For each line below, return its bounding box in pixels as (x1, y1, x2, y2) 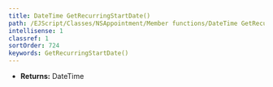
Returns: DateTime (19, 72, 84, 81)
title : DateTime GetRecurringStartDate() (8, 11, 151, 20)
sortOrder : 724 (8, 42, 60, 50)
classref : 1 (8, 34, 49, 43)
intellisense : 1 (8, 27, 63, 35)
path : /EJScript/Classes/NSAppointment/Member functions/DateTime (8, 19, 238, 27)
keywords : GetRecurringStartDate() (8, 49, 129, 57)
